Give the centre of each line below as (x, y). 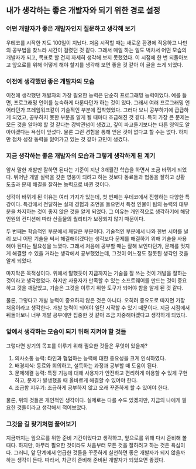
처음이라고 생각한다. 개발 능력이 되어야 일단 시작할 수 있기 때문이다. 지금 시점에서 (98, 308)
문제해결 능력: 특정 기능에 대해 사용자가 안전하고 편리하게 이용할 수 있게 (96, 373)
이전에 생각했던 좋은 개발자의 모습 (50, 81)
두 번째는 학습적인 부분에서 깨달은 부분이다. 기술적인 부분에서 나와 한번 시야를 (94, 231)
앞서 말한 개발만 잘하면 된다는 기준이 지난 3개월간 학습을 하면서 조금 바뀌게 (91, 170)
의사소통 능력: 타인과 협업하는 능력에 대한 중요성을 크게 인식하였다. (90, 358)
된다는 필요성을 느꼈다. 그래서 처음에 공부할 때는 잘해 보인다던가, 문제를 (98, 246)
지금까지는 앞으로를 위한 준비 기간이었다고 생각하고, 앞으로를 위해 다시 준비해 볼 (97, 438)
